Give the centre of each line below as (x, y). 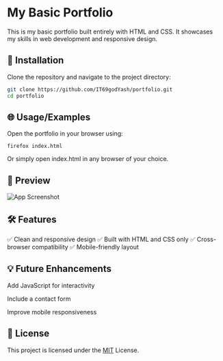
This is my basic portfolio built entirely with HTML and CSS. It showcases (110, 32)
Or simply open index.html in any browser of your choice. (88, 159)
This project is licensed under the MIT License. (73, 350)
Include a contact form (39, 299)
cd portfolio (26, 96)
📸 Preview (29, 180)
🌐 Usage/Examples (49, 117)
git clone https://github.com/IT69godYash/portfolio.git (90, 89)
